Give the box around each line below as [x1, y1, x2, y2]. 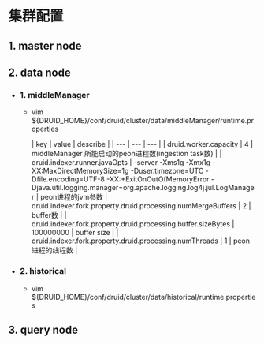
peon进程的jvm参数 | [40, 193, 108, 202]
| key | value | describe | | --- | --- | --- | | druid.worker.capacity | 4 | [31, 140, 254, 149]
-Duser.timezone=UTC [130, 166, 204, 176]
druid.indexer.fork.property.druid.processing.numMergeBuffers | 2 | [31, 201, 251, 211]
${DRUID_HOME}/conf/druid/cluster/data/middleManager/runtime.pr [31, 116, 255, 125]
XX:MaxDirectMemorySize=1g [31, 166, 129, 176]
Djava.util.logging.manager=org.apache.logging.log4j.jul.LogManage [31, 183, 255, 193]
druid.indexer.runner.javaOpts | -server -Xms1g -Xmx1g [31, 158, 211, 167]
